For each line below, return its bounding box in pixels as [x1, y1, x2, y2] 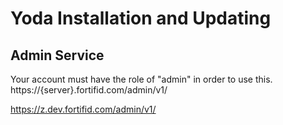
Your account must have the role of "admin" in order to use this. [10, 73, 273, 85]
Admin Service [10, 47, 105, 64]
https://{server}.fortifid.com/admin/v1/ [10, 84, 168, 96]
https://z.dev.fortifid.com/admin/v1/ [10, 103, 157, 115]
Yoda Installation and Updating [10, 7, 272, 30]
